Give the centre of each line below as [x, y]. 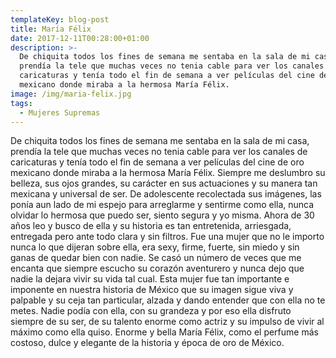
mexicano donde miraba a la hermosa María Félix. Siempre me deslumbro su [168, 173]
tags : [21, 103]
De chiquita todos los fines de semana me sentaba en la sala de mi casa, [160, 141]
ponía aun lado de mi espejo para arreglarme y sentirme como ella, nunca [162, 205]
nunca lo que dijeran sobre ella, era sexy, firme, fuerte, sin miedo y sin [155, 247]
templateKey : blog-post [60, 19]
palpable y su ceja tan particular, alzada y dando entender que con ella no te [168, 300]
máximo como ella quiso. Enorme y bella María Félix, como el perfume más [164, 332]
